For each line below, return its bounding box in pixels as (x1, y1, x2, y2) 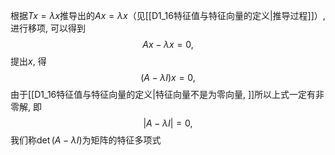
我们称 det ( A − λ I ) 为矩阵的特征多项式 (10, 134, 162, 146)
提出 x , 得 (10, 55, 47, 67)
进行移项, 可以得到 (10, 22, 86, 34)
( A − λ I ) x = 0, (140, 72, 196, 83)
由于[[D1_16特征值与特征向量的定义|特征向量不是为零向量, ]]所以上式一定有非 (10, 89, 325, 100)
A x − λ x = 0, (142, 39, 194, 50)
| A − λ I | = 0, (143, 117, 193, 129)
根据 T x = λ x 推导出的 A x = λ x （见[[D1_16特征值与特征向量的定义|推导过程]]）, (10, 10, 326, 21)
